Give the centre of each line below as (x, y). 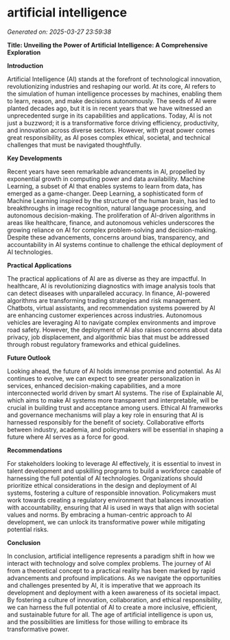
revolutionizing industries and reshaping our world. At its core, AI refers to (112, 86)
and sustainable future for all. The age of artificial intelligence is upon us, (110, 615)
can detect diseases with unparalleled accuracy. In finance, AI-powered (109, 293)
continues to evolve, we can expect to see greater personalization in (104, 378)
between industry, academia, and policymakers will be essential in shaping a (115, 429)
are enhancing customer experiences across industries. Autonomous (105, 315)
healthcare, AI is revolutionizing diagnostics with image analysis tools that (111, 286)
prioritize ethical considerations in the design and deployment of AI (102, 485)
